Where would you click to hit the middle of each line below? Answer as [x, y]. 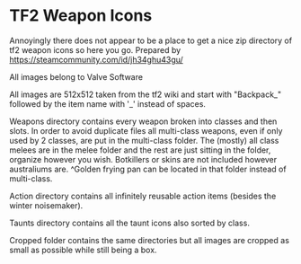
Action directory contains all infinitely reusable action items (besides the [143, 196]
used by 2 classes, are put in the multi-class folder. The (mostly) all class [144, 140]
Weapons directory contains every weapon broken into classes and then [143, 121]
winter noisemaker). [46, 205]
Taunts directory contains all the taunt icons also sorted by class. [129, 223]
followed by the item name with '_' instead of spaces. [108, 103]
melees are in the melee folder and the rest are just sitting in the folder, [140, 150]
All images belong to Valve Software [76, 76]
